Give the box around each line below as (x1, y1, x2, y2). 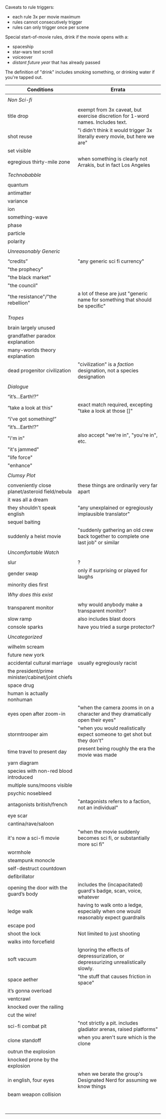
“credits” (7, 258, 28, 265)
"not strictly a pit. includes (77, 1020, 138, 1026)
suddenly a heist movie (7, 533, 61, 539)
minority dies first (7, 581, 48, 588)
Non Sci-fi (7, 96, 32, 103)
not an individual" (77, 804, 119, 811)
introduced (7, 774, 33, 780)
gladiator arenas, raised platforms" (77, 1026, 158, 1033)
